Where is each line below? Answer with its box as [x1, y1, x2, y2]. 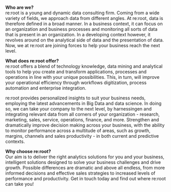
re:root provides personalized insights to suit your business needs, [5, 95, 146, 101]
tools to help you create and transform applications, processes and [5, 69, 147, 75]
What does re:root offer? [5, 58, 59, 63]
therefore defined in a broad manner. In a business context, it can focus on [5, 20, 163, 27]
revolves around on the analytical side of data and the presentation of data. [5, 37, 164, 43]
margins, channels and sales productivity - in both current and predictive [5, 133, 159, 139]
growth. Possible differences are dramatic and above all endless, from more [5, 165, 165, 170]
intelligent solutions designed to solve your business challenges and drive [5, 159, 161, 165]
